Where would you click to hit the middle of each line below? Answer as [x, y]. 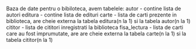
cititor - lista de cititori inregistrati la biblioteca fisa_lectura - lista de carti [95, 27]
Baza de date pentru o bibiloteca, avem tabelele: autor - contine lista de [94, 9]
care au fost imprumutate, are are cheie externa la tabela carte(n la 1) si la [96, 34]
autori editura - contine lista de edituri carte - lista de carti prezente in [91, 15]
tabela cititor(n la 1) [30, 40]
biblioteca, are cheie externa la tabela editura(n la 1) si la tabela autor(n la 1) [99, 21]
